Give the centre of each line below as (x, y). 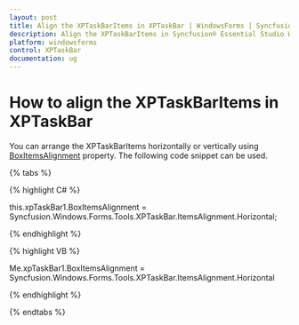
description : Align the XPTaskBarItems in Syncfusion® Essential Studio (147, 34)
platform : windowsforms (53, 42)
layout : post (33, 17)
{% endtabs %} (37, 312)
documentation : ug (43, 59)
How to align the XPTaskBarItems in (144, 103)
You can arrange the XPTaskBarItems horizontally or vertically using (134, 146)
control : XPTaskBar (45, 51)
